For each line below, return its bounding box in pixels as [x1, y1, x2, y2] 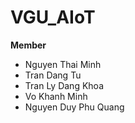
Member [10, 39, 47, 51]
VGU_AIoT [10, 6, 96, 29]
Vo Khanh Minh [24, 90, 88, 102]
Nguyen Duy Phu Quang [24, 101, 125, 113]
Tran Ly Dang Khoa [24, 79, 104, 91]
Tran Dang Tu [24, 69, 82, 81]
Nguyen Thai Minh [24, 58, 102, 70]
